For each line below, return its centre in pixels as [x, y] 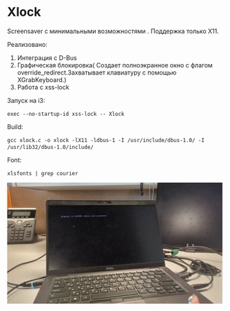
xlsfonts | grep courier [43, 173]
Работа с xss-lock [43, 87]
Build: [15, 127]
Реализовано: [28, 44]
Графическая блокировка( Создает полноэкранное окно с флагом [115, 65]
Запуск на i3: [26, 100]
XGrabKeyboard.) [42, 79]
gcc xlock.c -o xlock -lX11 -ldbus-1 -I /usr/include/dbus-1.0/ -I [106, 140]
